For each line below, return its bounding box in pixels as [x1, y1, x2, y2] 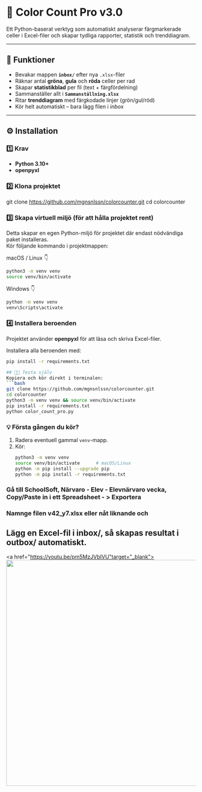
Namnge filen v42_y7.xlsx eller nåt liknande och [6, 509, 148, 517]
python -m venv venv [6, 299, 58, 305]
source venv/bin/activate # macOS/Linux [14, 460, 131, 466]
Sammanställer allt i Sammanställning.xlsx [14, 90, 119, 97]
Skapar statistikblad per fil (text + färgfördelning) [14, 84, 138, 91]
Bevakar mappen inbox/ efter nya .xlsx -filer [14, 70, 125, 78]
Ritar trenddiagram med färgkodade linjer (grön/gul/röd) [14, 96, 155, 104]
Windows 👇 [6, 285, 35, 292]
